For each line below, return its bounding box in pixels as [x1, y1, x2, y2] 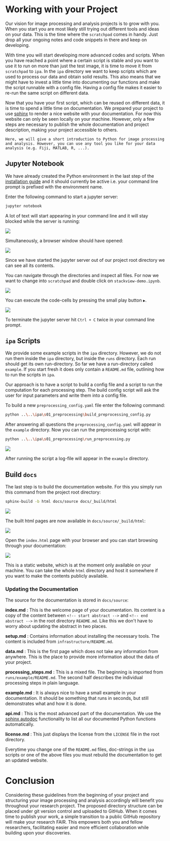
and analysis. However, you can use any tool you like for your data [5, 141, 156, 146]
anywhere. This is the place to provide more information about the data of [5, 654, 159, 660]
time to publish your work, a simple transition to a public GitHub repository [5, 813, 161, 820]
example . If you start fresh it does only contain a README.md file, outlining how [5, 366, 164, 372]
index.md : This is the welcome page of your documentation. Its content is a [5, 607, 165, 613]
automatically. [5, 721, 35, 727]
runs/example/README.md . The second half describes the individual [5, 674, 143, 681]
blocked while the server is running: [5, 218, 80, 224]
